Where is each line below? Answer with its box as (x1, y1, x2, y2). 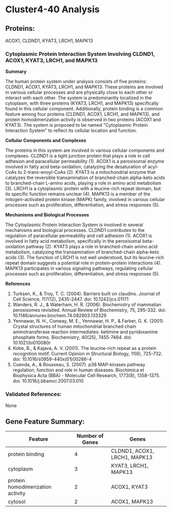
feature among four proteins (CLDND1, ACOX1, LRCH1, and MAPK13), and (5, 111, 160, 117)
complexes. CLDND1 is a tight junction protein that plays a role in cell (5, 153, 150, 159)
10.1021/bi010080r (12, 340, 51, 346)
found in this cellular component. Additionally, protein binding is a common (5, 106, 163, 112)
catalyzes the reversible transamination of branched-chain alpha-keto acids (5, 174, 165, 181)
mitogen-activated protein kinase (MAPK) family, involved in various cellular (5, 196, 165, 203)
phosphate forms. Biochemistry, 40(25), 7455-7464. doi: (12, 334, 132, 341)
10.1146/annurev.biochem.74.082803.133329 (12, 312, 106, 319)
